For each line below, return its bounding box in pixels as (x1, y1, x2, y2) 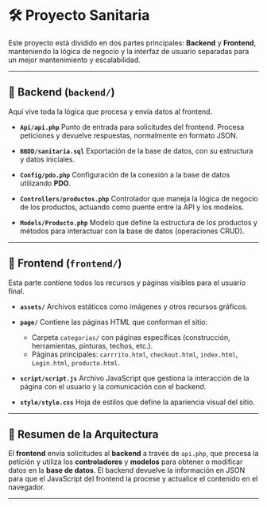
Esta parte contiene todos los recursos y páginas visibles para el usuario (8, 278, 246, 287)
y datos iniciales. (19, 154, 75, 164)
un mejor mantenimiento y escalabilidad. (8, 55, 141, 64)
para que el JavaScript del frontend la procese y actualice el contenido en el (8, 474, 258, 484)
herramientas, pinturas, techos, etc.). (31, 341, 153, 350)
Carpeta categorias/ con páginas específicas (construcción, (31, 332, 230, 342)
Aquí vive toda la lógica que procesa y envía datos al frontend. (8, 107, 213, 116)
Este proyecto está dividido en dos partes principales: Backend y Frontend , (8, 37, 257, 48)
